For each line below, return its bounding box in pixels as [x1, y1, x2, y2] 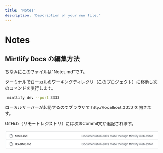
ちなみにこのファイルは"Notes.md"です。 [5, 68, 88, 75]
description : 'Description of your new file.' [5, 13, 101, 18]
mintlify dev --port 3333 [7, 95, 60, 100]
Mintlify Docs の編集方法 [5, 55, 80, 63]
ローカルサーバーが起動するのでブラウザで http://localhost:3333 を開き [5, 105, 147, 110]
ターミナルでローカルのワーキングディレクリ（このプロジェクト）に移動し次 [5, 79, 158, 85]
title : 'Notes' [5, 8, 36, 13]
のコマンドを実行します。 [5, 85, 56, 91]
